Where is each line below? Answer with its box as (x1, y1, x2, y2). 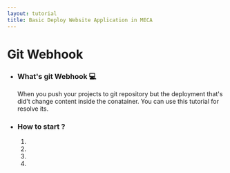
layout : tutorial (7, 10, 57, 17)
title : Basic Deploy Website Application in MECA (7, 17, 153, 24)
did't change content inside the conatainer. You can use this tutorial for (17, 97, 220, 105)
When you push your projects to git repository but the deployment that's (17, 89, 223, 98)
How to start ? (17, 122, 66, 131)
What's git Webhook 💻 (17, 71, 97, 81)
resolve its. (17, 104, 49, 113)
